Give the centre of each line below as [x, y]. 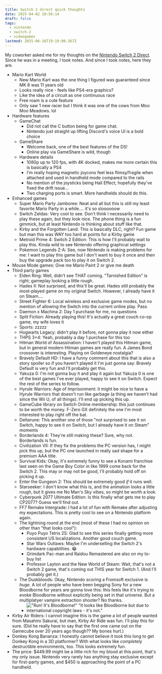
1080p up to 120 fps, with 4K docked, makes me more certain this [92, 162]
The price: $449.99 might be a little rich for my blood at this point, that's [84, 651]
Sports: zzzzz [33, 327]
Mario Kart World [29, 74]
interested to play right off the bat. [53, 415]
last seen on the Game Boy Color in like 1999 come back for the [82, 466]
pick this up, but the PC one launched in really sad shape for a [81, 450]
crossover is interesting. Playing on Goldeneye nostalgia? [76, 353]
